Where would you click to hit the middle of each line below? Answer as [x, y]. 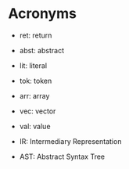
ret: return [36, 35]
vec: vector [38, 111]
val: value [35, 126]
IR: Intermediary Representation [70, 141]
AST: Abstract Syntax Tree [62, 156]
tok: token [36, 81]
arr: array [34, 95]
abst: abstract [42, 50]
